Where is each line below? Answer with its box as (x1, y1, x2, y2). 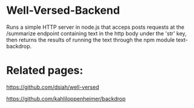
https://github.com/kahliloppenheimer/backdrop (6, 95, 126, 102)
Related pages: (6, 64, 83, 77)
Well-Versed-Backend (6, 4, 120, 17)
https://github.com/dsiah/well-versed (6, 83, 100, 91)
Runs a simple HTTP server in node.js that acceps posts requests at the (6, 23, 184, 31)
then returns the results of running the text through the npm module (6, 36, 175, 43)
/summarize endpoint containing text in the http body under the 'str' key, (6, 29, 187, 37)
